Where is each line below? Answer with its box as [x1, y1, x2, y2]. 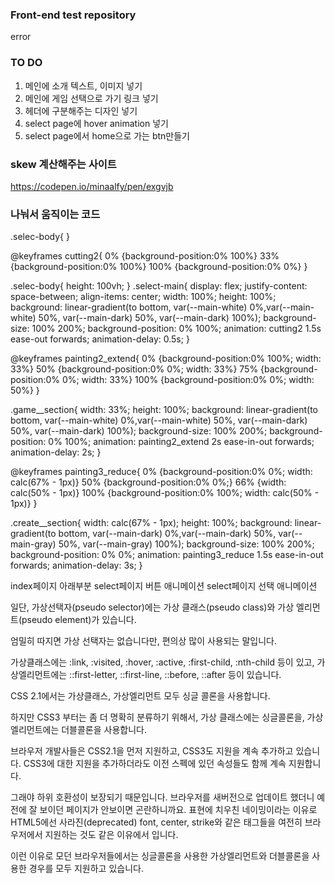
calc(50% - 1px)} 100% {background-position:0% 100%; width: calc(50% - [10, 487, 320, 499]
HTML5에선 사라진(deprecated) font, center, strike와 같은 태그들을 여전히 [10, 816, 303, 828]
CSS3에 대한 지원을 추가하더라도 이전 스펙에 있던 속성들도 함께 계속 [23, 758, 287, 770]
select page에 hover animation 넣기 [24, 117, 169, 129]
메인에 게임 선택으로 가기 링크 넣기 [24, 92, 159, 104]
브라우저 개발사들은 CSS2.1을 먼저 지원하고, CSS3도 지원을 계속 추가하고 [10, 745, 294, 757]
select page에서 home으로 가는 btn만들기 [24, 129, 190, 142]
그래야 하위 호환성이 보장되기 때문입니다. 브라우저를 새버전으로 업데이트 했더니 [10, 791, 315, 803]
